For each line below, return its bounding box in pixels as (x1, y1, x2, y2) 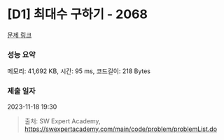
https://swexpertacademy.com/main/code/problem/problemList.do (24, 125, 218, 133)
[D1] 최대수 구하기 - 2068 (7, 6, 148, 22)
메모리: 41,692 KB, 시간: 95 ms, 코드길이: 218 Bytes (7, 67, 150, 75)
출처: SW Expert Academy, (24, 116, 101, 125)
